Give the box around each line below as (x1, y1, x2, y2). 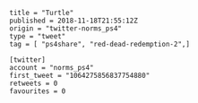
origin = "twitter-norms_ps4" (9, 24, 123, 33)
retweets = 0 (9, 79, 58, 88)
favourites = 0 (9, 87, 66, 96)
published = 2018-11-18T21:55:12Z (9, 16, 139, 25)
